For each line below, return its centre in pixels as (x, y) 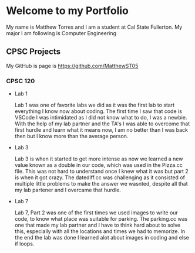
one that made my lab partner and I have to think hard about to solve (97, 225)
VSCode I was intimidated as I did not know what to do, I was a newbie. (101, 118)
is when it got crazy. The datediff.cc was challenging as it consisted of (100, 177)
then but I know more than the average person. (71, 136)
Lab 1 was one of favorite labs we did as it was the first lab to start (95, 105)
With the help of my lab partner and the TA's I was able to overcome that (102, 124)
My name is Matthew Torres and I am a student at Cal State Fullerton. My (94, 27)
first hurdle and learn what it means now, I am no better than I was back (101, 130)
